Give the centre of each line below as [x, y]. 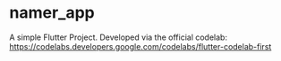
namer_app [52, 13]
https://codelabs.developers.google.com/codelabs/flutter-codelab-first [140, 46]
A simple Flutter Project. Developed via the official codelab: [119, 37]
